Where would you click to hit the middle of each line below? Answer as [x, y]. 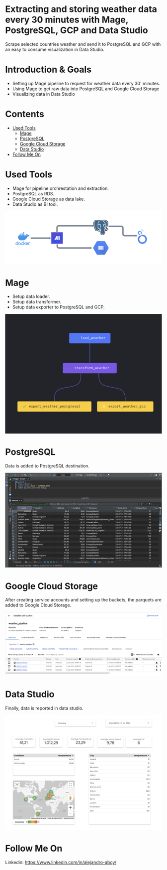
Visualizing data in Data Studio [44, 94]
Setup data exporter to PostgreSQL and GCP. [58, 307]
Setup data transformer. [37, 302]
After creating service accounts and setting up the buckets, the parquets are [83, 600]
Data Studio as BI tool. [35, 204]
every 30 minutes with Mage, [67, 20]
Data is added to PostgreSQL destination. [47, 466]
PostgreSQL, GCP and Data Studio [77, 30]
